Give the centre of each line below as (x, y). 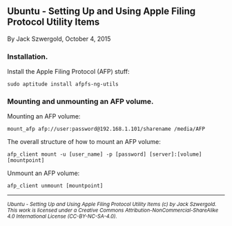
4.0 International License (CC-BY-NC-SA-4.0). (62, 216)
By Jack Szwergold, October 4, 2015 (59, 39)
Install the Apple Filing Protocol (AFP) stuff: (68, 72)
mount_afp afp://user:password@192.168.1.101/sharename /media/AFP (106, 129)
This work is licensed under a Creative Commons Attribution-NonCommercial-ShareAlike (113, 210)
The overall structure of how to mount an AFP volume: (84, 142)
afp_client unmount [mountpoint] (55, 186)
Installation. (28, 56)
